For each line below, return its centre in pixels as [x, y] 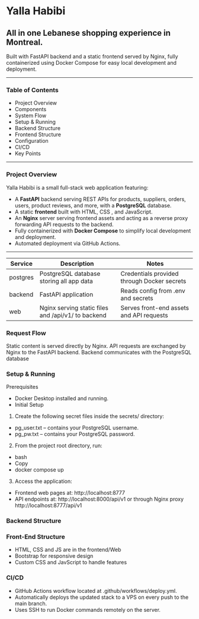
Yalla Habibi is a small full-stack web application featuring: [77, 187]
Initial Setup [29, 405]
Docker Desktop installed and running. [61, 398]
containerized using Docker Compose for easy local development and [91, 63]
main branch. [31, 603]
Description [77, 263]
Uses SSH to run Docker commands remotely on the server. [88, 609]
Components [31, 109]
